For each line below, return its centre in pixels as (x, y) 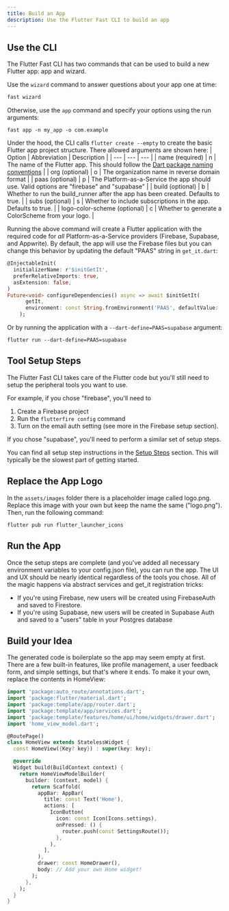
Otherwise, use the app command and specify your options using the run (109, 110)
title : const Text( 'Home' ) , (84, 799)
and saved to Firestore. (49, 605)
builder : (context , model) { (67, 780)
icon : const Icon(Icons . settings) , (106, 819)
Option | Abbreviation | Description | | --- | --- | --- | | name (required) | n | (112, 158)
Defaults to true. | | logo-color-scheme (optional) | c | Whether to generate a (114, 208)
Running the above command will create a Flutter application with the (105, 229)
